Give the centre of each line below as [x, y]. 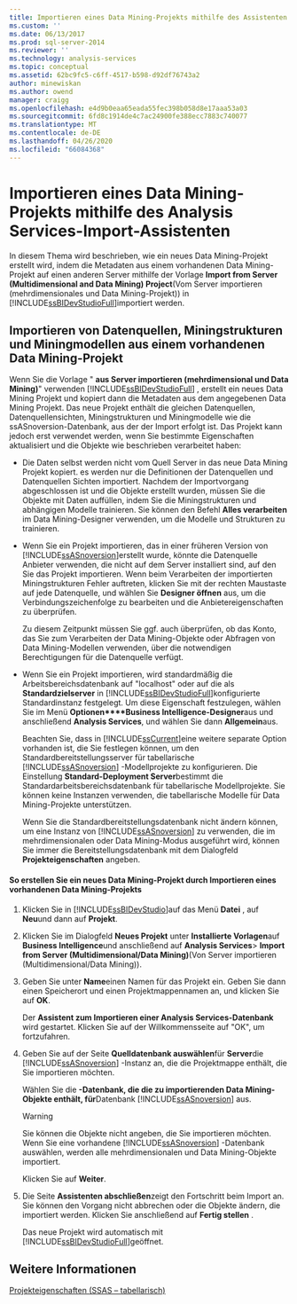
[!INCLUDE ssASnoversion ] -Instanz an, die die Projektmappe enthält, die [155, 1063]
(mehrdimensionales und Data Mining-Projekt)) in [99, 293]
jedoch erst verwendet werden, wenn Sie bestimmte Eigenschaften [132, 436]
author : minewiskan [45, 83]
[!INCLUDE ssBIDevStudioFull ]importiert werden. [97, 302]
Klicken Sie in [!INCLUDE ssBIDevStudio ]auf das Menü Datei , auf [140, 909]
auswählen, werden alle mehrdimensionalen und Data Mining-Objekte [149, 1152]
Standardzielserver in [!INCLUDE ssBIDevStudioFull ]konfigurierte [141, 694]
